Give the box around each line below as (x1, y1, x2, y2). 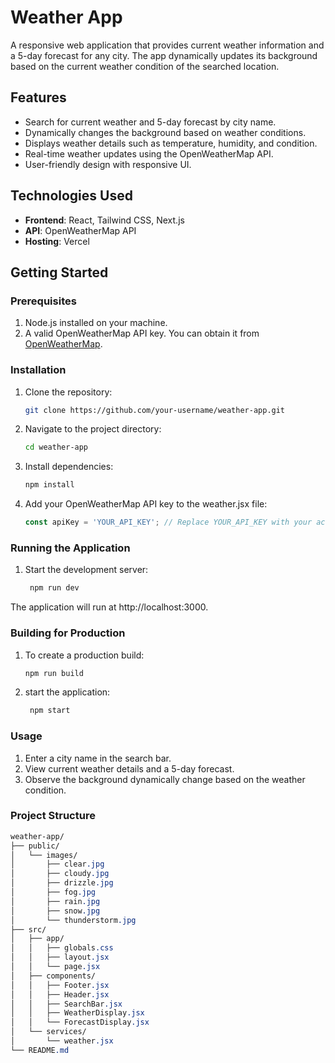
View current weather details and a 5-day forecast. (24, 762, 235, 775)
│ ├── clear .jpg (10, 859, 105, 870)
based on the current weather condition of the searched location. (10, 60, 280, 72)
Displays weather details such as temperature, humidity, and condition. (24, 137, 318, 149)
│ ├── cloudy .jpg (10, 869, 110, 879)
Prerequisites (10, 294, 77, 308)
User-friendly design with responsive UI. (24, 158, 192, 170)
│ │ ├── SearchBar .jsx (10, 999, 123, 1009)
